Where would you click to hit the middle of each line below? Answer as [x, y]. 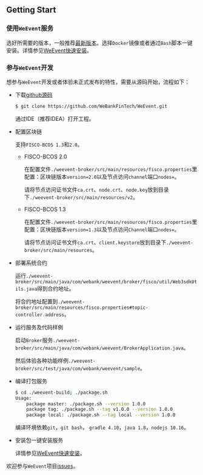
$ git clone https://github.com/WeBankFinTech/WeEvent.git [91, 106]
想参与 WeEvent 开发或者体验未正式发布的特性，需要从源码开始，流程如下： [98, 82]
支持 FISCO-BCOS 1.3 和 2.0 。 [49, 144]
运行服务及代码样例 [39, 327]
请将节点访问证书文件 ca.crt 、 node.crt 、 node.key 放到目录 [97, 189]
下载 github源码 [34, 95]
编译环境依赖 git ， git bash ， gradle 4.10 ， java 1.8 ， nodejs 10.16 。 [102, 428]
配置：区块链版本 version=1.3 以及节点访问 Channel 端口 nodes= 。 [102, 229]
